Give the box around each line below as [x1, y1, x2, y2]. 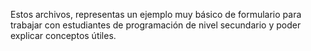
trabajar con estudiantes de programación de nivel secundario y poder [10, 19, 302, 31]
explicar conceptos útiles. [10, 30, 117, 41]
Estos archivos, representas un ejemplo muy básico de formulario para [10, 9, 302, 20]
